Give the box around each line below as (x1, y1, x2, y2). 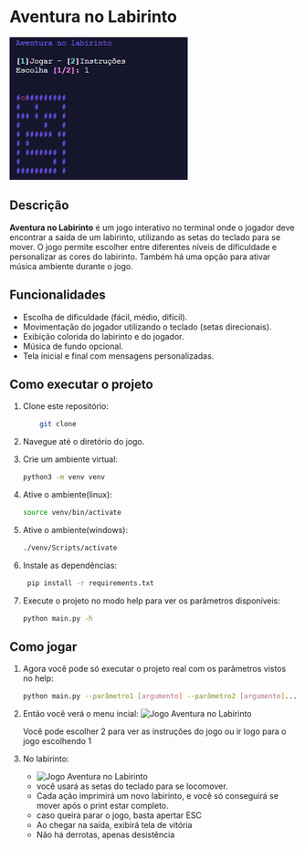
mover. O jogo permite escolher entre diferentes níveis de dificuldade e (9, 241, 277, 252)
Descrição (9, 198, 69, 214)
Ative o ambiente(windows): (22, 525, 129, 535)
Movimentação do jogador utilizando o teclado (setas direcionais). (22, 321, 272, 332)
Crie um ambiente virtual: (22, 454, 119, 465)
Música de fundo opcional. (22, 341, 124, 351)
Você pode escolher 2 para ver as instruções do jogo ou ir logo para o (22, 726, 287, 737)
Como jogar (9, 639, 78, 655)
